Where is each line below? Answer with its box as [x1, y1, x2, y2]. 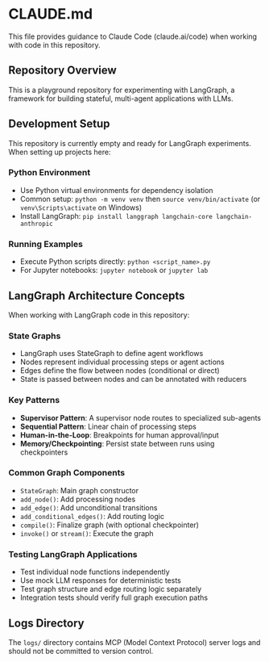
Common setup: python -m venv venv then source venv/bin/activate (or [19, 194, 261, 203]
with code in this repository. [8, 40, 101, 49]
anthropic [19, 220, 54, 228]
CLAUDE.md [8, 5, 93, 23]
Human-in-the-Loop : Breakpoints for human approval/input [19, 429, 219, 440]
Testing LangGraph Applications [8, 548, 139, 559]
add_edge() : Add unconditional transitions [19, 502, 158, 513]
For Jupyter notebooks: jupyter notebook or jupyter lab [19, 266, 209, 275]
